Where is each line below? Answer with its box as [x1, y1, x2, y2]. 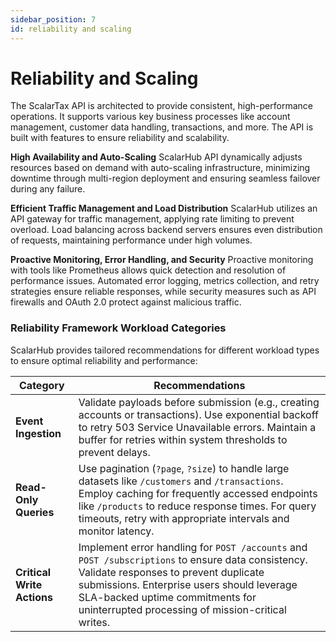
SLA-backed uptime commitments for [78, 590, 257, 604]
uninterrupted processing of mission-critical [78, 602, 287, 616]
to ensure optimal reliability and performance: [10, 354, 198, 366]
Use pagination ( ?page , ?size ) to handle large [78, 461, 290, 475]
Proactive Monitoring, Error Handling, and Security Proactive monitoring [10, 254, 314, 266]
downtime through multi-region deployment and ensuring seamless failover [10, 172, 321, 185]
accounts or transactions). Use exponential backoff [78, 407, 319, 421]
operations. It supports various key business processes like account [10, 111, 291, 123]
